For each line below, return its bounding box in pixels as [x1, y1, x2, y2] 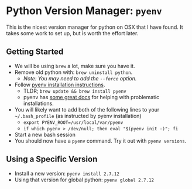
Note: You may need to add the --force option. [23, 75, 137, 82]
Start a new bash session [14, 131, 76, 138]
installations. [23, 100, 54, 107]
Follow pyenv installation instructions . [14, 81, 105, 88]
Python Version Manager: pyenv [6, 4, 162, 18]
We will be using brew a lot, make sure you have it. [14, 62, 136, 69]
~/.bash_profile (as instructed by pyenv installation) [14, 112, 142, 119]
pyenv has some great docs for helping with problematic [23, 93, 160, 100]
